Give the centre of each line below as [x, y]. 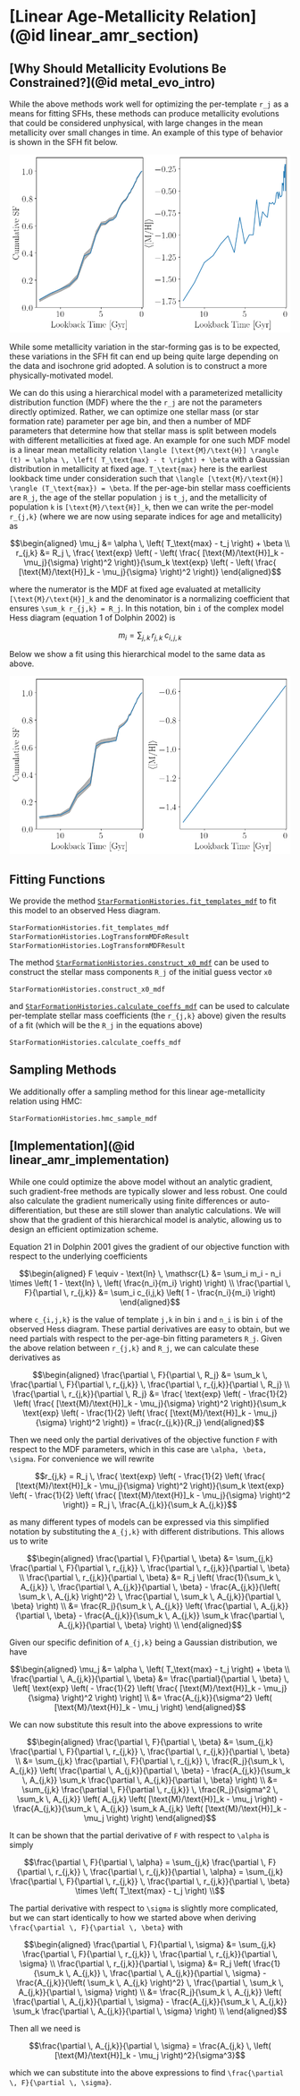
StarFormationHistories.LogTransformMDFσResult [100, 937]
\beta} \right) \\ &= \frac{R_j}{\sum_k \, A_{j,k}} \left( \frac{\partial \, [135, 1605]
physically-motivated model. [62, 375]
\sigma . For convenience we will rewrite [82, 1459]
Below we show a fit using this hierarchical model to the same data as [137, 654]
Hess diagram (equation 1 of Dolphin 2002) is [92, 617]
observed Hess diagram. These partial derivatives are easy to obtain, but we [150, 1329]
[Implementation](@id [72, 1146]
